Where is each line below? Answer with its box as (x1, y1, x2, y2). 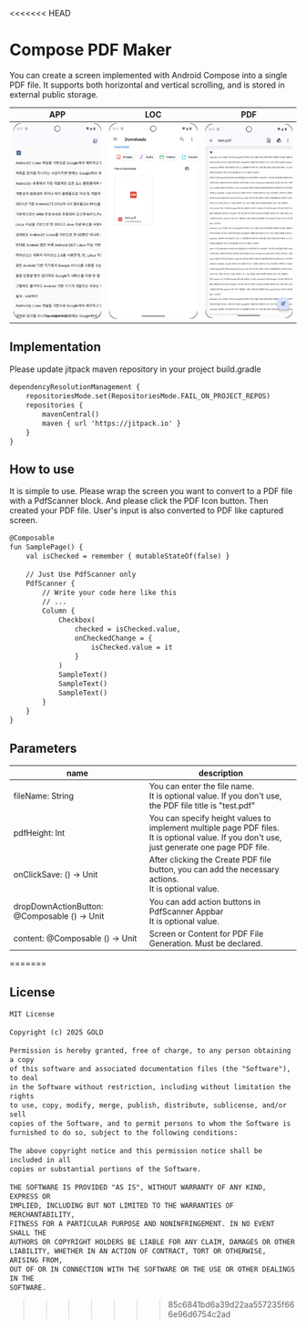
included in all (9, 1156, 71, 1165)
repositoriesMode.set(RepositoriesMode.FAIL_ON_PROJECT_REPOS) (25, 391, 271, 400)
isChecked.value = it (90, 643, 173, 653)
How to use (9, 461, 75, 477)
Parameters (9, 740, 77, 756)
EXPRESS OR (9, 1192, 51, 1201)
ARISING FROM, (9, 1256, 64, 1265)
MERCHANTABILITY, (9, 1210, 76, 1220)
